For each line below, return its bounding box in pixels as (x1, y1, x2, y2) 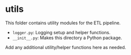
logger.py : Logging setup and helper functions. (12, 29, 110, 35)
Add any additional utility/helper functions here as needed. (5, 44, 126, 50)
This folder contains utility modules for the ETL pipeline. (5, 20, 121, 26)
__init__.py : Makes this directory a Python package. (12, 35, 122, 41)
